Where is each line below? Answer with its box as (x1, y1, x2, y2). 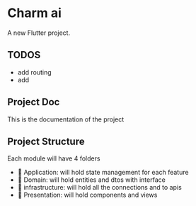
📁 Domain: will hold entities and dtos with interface (17, 175, 166, 184)
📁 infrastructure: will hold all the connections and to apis (17, 183, 182, 192)
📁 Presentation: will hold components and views (17, 190, 158, 200)
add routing (17, 67, 52, 76)
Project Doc (7, 96, 60, 108)
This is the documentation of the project (7, 115, 125, 124)
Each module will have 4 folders (7, 154, 100, 163)
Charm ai (7, 5, 62, 21)
